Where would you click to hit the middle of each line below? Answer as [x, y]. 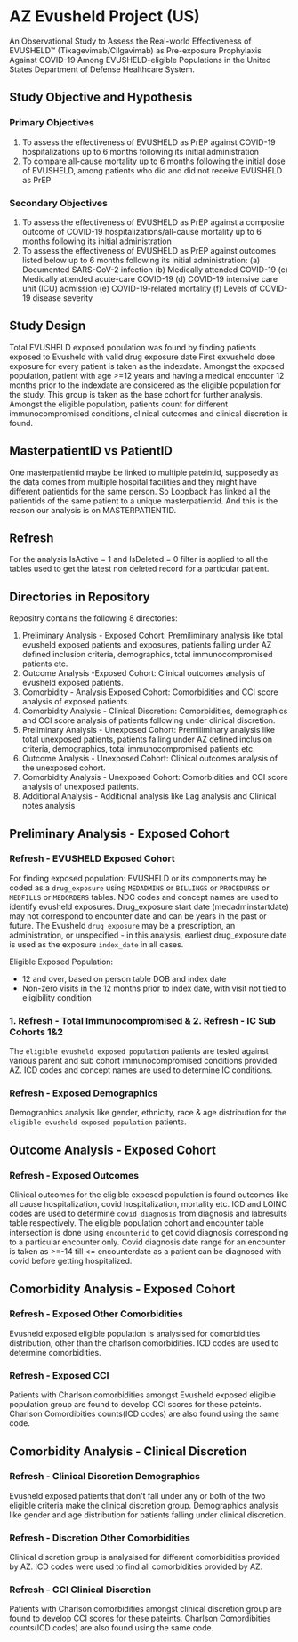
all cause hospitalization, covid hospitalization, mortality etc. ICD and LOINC [148, 1204]
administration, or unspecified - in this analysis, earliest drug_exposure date [148, 935]
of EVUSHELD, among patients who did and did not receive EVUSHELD [152, 170]
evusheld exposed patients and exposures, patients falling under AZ [147, 645]
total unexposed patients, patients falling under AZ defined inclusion [147, 739]
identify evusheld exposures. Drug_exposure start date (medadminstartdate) [149, 906]
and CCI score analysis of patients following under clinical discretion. [149, 720]
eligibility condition [56, 997]
